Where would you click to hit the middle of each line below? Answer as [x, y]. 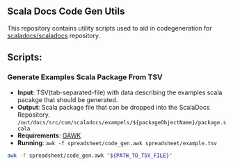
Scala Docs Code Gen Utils [66, 11]
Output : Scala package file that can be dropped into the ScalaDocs [113, 107]
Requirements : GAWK [49, 135]
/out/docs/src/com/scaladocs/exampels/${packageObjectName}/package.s [122, 122]
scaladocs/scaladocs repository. [54, 35]
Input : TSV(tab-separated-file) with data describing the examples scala [120, 92]
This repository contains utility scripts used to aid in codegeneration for [110, 28]
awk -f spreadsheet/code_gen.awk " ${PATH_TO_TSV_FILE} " [90, 156]
